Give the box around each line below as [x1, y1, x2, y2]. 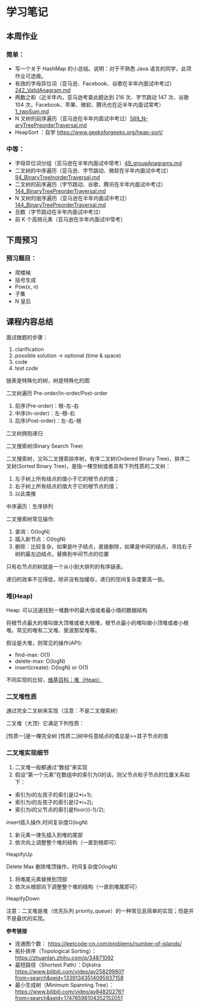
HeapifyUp [6, 850, 33, 858]
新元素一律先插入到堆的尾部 [14, 831, 83, 838]
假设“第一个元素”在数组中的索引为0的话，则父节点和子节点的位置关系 [14, 771, 185, 778]
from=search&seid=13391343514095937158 [14, 974, 124, 981]
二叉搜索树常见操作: [6, 515, 55, 522]
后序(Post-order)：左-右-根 [14, 417, 82, 424]
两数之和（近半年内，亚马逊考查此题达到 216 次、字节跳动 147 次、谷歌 [14, 93, 189, 101]
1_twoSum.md [14, 108, 49, 115]
